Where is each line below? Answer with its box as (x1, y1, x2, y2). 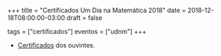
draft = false (66, 13, 103, 22)
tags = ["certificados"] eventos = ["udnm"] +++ (7, 28, 147, 35)
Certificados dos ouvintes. (17, 41, 96, 49)
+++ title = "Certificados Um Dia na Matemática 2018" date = (7, 6, 186, 14)
